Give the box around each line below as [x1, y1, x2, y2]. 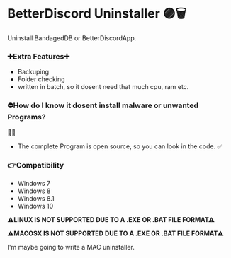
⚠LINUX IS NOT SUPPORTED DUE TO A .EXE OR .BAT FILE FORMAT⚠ [7, 215, 215, 223]
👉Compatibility [7, 160, 64, 170]
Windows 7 [17, 179, 51, 187]
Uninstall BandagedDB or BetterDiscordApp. [7, 33, 137, 42]
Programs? [7, 112, 46, 122]
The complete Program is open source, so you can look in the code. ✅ [17, 142, 223, 151]
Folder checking [17, 75, 65, 83]
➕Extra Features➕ [7, 51, 70, 61]
